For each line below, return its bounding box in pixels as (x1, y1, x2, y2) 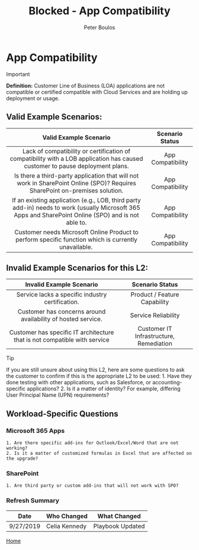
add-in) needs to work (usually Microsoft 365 (12, 203, 141, 211)
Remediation (137, 340, 173, 348)
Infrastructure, (135, 332, 175, 340)
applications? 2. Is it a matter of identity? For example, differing (27, 385, 181, 393)
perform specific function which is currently (15, 235, 138, 244)
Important (6, 70, 30, 78)
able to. (66, 218, 87, 226)
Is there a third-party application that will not (14, 171, 139, 179)
